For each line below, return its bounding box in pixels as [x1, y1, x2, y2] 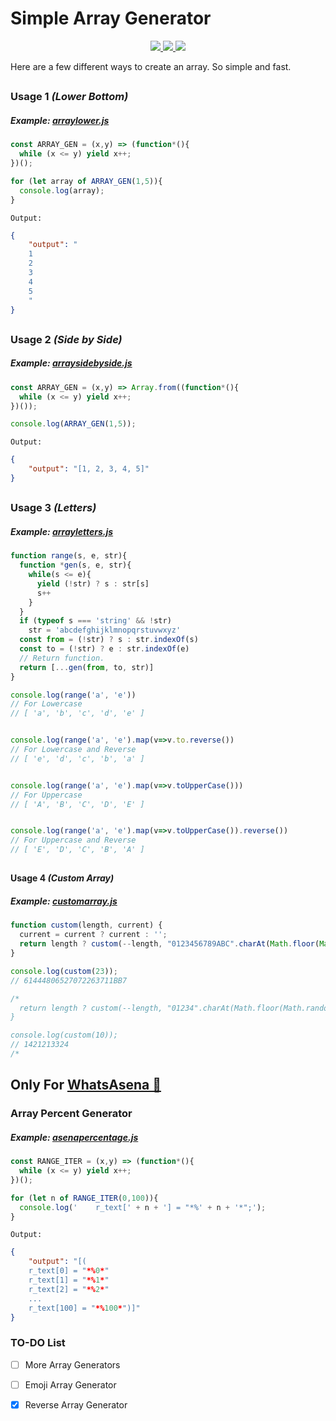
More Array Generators [24, 1358, 121, 1371]
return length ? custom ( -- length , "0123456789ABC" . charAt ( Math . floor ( [19, 939, 320, 949]
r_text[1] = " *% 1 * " [28, 1275, 110, 1286]
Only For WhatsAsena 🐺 [10, 1077, 162, 1094]
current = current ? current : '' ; [19, 930, 168, 940]
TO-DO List [10, 1336, 66, 1350]
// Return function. [19, 653, 105, 663]
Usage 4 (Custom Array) [10, 872, 115, 884]
